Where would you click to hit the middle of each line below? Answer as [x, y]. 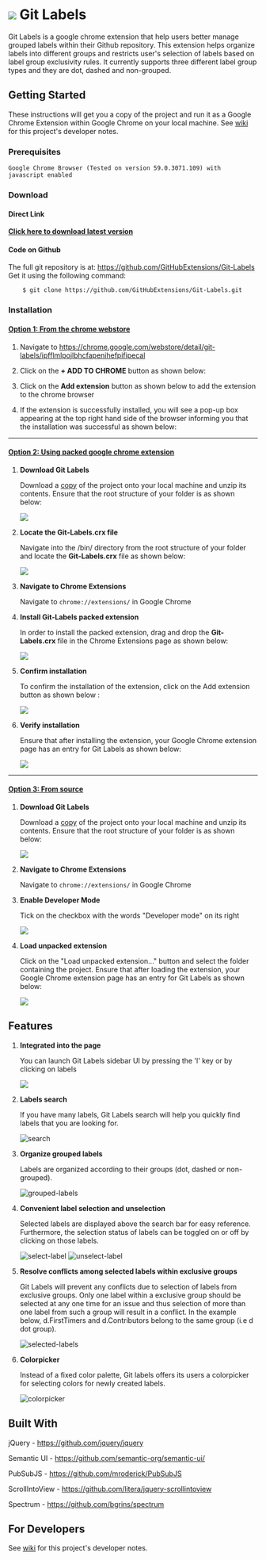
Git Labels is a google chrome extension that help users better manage [123, 36]
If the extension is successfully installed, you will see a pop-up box [129, 409]
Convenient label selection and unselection [93, 1208]
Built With [33, 1424]
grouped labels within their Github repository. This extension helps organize [132, 44]
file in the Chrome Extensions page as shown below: [143, 641]
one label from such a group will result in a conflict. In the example [128, 1312]
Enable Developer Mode [60, 900]
